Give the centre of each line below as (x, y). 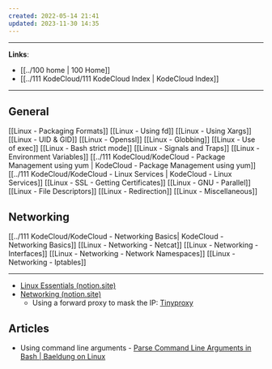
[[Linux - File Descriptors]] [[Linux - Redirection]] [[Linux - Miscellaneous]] (133, 191)
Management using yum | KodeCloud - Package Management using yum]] (132, 165)
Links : (19, 54)
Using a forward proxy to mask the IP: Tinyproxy (113, 303)
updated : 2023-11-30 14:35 (54, 24)
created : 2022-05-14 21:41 (54, 16)
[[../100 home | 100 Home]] (65, 70)
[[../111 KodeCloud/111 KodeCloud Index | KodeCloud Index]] (119, 79)
